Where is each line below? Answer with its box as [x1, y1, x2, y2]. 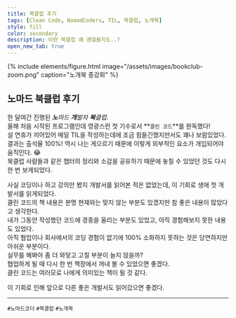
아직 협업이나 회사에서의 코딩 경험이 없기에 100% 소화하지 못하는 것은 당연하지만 [7, 233, 228, 241]
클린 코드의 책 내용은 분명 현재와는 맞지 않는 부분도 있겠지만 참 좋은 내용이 [7, 198, 209, 206]
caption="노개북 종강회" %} [41, 71, 119, 79]
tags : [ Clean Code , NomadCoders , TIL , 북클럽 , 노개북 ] [7, 17, 163, 24]
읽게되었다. [25, 189, 57, 197]
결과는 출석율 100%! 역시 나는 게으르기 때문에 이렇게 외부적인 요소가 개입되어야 [7, 139, 224, 147]
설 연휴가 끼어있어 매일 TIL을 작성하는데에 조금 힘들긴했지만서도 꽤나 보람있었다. [7, 131, 227, 139]
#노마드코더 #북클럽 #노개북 [7, 305, 74, 312]
